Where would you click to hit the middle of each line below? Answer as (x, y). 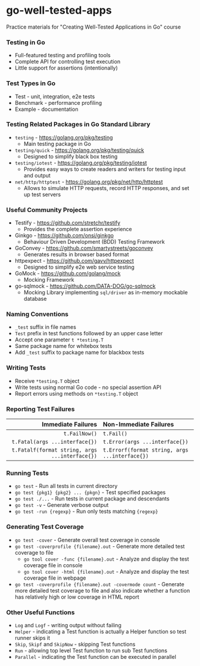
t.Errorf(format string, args (146, 450)
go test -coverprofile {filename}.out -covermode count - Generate (99, 584)
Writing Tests (26, 368)
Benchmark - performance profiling (58, 102)
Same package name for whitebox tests (63, 346)
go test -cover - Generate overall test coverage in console (87, 540)
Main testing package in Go (57, 144)
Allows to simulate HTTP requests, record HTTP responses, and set (106, 188)
